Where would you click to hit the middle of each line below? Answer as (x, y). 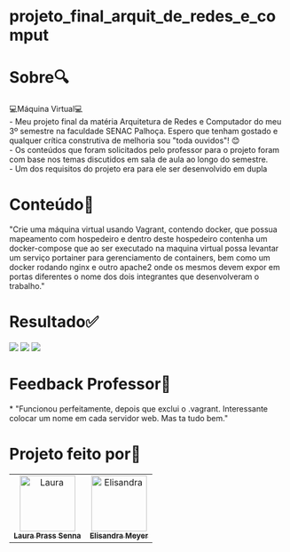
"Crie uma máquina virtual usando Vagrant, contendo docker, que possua (143, 229)
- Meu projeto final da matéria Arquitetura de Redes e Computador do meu (145, 122)
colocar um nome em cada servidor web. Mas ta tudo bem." (119, 418)
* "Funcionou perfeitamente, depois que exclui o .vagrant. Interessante (139, 408)
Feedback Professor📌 (90, 384)
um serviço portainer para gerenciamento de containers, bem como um (140, 258)
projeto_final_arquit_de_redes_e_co (143, 16)
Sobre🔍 (39, 78)
